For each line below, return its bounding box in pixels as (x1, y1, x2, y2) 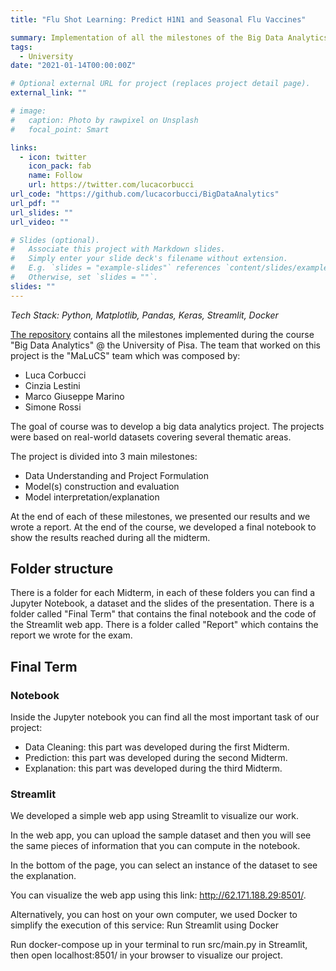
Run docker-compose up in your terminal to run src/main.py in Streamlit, (10, 939, 308, 951)
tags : (10, 42, 33, 52)
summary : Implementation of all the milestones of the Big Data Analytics (10, 32, 329, 43)
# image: (10, 106, 47, 116)
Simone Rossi (24, 401, 82, 413)
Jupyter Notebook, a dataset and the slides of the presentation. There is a (10, 597, 315, 610)
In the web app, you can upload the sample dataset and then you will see (10, 829, 312, 841)
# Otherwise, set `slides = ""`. (10, 272, 159, 282)
